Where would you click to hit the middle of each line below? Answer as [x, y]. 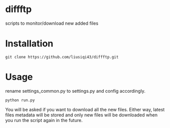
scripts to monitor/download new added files [52, 23]
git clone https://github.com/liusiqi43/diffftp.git [62, 57]
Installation [29, 44]
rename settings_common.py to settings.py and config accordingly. [75, 91]
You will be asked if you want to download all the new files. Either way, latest [85, 109]
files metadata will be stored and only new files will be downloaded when [81, 115]
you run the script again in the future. [44, 120]
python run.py [20, 100]
